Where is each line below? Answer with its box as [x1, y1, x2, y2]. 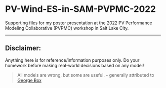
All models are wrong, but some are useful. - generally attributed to [17, 72, 155, 78]
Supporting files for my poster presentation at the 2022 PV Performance [5, 20, 152, 26]
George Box [17, 77, 42, 83]
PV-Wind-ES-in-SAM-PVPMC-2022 [5, 3, 156, 15]
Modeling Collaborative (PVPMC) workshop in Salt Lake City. [5, 25, 129, 31]
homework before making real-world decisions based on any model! [5, 62, 144, 68]
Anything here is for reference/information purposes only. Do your [5, 57, 140, 63]
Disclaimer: [5, 44, 41, 52]
